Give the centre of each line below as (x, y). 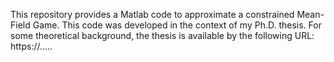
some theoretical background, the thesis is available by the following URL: (162, 35)
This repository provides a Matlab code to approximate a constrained (152, 14)
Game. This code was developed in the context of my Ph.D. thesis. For (177, 25)
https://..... (31, 46)
